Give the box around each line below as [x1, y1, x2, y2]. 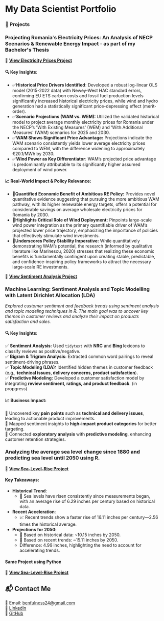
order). [12, 108, 26, 114]
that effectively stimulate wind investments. [12, 232, 100, 239]
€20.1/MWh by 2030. [12, 151, 55, 157]
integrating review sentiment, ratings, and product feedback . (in [5, 380, 137, 386]
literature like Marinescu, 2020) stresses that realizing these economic [12, 248, 155, 254]
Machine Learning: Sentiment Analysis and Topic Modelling [5, 286, 150, 293]
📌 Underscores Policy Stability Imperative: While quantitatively [12, 238, 141, 243]
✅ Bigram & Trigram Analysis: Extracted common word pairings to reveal [5, 353, 154, 359]
